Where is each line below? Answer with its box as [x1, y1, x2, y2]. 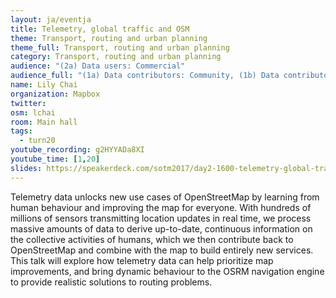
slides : [10, 163, 43, 173]
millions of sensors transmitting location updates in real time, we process [10, 212, 312, 224]
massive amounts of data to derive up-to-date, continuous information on [10, 222, 313, 235]
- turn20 [19, 136, 56, 146]
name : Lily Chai [10, 80, 78, 90]
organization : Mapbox [10, 89, 101, 99]
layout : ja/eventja [10, 14, 92, 25]
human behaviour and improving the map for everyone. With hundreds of [10, 201, 312, 213]
